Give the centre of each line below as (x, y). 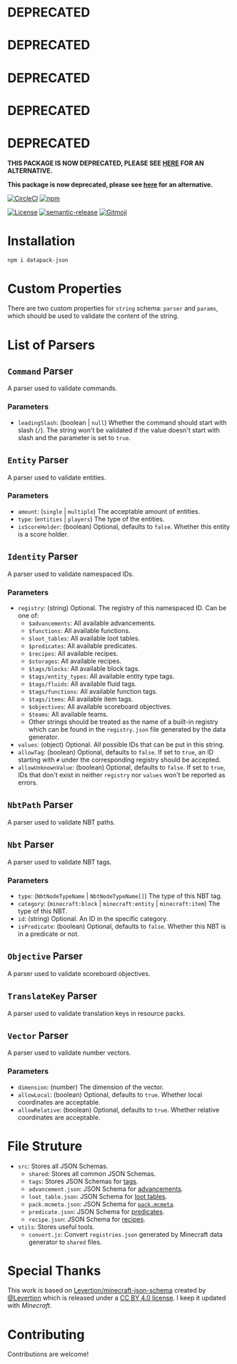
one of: (28, 615)
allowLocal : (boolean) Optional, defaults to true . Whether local (110, 1095)
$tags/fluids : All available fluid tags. (82, 684)
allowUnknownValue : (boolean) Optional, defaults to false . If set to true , (122, 767)
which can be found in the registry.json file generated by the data (127, 729)
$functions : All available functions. (79, 630)
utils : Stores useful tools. (56, 1227)
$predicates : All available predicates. (83, 646)
